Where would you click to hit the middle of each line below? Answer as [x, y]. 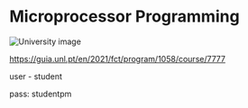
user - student [36, 76]
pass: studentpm [41, 94]
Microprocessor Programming [125, 17]
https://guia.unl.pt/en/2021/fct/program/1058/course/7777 [117, 58]
